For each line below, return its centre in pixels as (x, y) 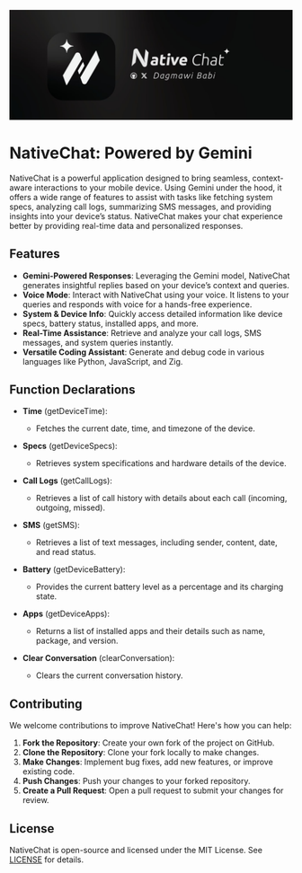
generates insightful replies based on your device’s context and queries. (155, 285)
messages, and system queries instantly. (98, 342)
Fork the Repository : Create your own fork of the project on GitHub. (148, 743)
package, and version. (77, 641)
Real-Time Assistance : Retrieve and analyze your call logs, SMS (142, 332)
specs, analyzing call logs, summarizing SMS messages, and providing (141, 207)
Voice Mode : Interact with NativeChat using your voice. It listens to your (155, 295)
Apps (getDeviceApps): (66, 614)
